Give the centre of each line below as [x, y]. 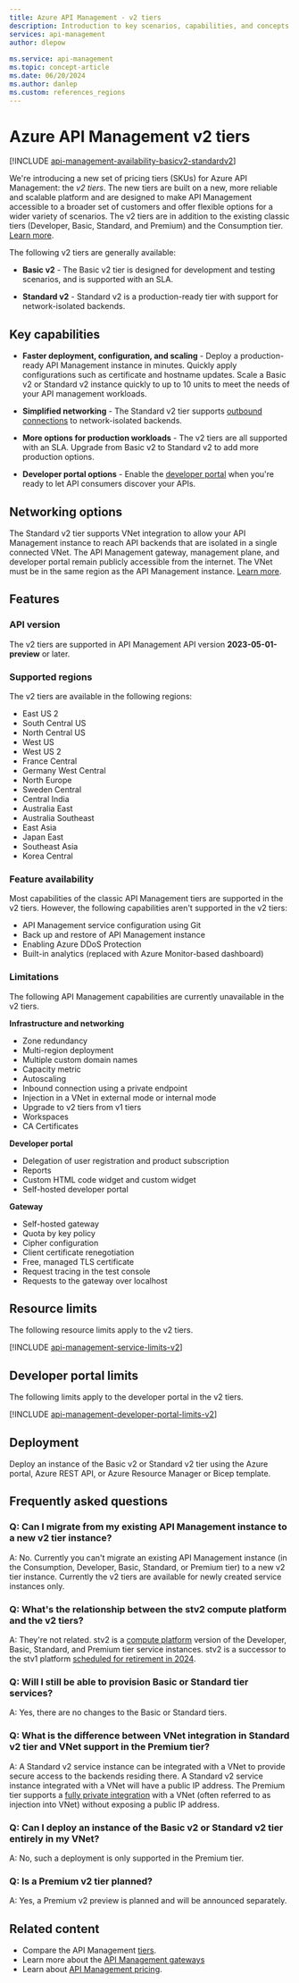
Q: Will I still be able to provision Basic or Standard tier [129, 1682]
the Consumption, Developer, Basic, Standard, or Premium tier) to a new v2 [147, 1567]
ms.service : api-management [62, 59]
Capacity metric [52, 1069]
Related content [54, 1929]
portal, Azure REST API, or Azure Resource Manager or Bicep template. [140, 1474]
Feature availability [52, 879]
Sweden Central [52, 790]
